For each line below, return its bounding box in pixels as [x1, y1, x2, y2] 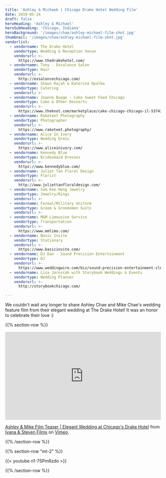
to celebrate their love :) [5, 312, 54, 318]
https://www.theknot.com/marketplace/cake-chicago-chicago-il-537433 [18, 109, 165, 114]
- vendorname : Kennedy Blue [9, 150, 68, 155]
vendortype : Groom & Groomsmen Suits [14, 205, 92, 211]
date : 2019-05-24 [5, 12, 41, 17]
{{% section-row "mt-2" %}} [5, 448, 63, 454]
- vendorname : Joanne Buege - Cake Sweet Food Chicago [9, 95, 125, 100]
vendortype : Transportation [14, 219, 72, 225]
